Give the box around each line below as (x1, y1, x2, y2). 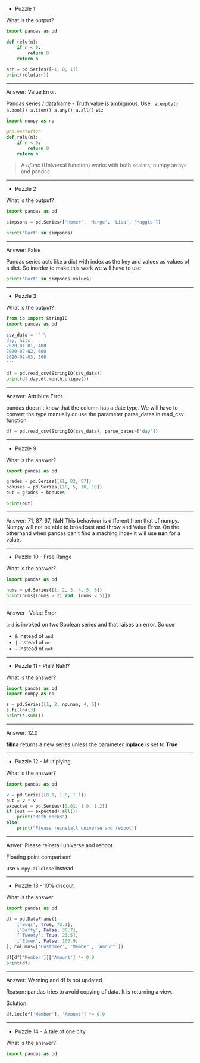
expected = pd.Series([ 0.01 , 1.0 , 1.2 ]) (6, 803, 108, 809)
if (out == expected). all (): (6, 808, 79, 815)
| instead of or (14, 639, 51, 646)
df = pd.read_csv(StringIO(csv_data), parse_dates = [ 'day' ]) (6, 428, 159, 434)
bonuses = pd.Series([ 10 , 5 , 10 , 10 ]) (6, 484, 102, 490)
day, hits (6, 337, 31, 343)
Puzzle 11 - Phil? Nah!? (14, 662, 70, 669)
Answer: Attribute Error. (6, 392, 64, 399)
